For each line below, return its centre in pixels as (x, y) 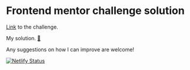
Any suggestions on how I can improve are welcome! (70, 49)
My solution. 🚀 (24, 38)
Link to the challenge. (32, 27)
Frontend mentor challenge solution (96, 11)
